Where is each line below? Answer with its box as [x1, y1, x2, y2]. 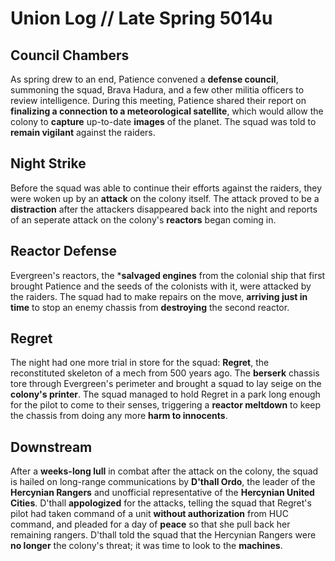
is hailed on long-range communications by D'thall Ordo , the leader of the [10, 476, 316, 488]
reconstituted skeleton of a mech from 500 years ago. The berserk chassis [10, 367, 320, 379]
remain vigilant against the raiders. [10, 127, 156, 138]
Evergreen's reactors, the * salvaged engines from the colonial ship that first [10, 269, 326, 281]
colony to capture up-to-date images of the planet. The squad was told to [10, 116, 317, 127]
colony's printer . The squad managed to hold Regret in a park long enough [10, 388, 321, 401]
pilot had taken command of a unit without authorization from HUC [10, 508, 289, 520]
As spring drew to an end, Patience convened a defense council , [10, 73, 279, 85]
